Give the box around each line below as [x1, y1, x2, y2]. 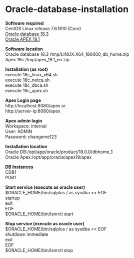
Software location [5, 46, 43, 52]
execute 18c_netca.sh [5, 77, 50, 83]
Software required [5, 20, 44, 26]
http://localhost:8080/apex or [5, 102, 66, 108]
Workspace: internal [5, 123, 47, 129]
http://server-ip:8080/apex [5, 108, 61, 114]
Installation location [5, 143, 47, 149]
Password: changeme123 [5, 134, 57, 140]
